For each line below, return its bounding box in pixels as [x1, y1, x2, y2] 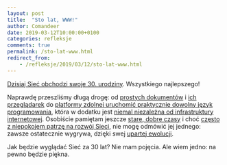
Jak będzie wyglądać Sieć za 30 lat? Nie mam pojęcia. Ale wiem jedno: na [7, 142, 216, 151]
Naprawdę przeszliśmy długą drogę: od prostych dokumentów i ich [7, 93, 197, 101]
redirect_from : [7, 55, 51, 62]
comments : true [7, 42, 51, 49]
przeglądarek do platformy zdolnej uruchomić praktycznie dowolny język [7, 100, 213, 108]
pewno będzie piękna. [7, 150, 70, 158]
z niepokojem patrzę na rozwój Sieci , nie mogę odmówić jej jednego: [7, 122, 201, 130]
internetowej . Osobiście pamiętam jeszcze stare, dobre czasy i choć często [7, 114, 220, 123]
